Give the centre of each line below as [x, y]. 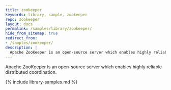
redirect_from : [21, 38]
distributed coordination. [31, 72]
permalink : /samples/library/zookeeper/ [49, 29]
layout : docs [19, 24]
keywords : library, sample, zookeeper [46, 15]
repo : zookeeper [22, 19]
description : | [21, 48]
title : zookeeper [24, 10]
